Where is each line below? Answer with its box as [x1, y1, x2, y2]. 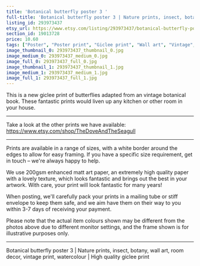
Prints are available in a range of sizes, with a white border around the [6, 145, 178, 152]
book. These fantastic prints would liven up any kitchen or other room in [6, 98, 183, 105]
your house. [6, 104, 36, 111]
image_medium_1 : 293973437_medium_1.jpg [6, 70, 108, 76]
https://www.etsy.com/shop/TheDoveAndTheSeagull [6, 127, 136, 134]
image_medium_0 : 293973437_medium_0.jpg [6, 53, 108, 59]
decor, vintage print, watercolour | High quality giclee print [6, 254, 150, 261]
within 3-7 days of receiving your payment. [6, 206, 112, 213]
